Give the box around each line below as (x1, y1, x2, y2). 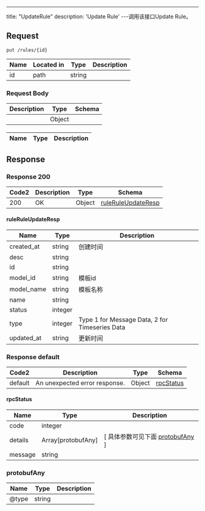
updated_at (9, 334, 41, 342)
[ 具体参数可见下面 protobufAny (103, 432, 195, 441)
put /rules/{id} (6, 47, 48, 53)
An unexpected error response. (35, 379, 125, 387)
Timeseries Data (78, 323, 126, 331)
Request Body (6, 89, 49, 98)
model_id (9, 273, 36, 282)
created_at (9, 242, 40, 251)
